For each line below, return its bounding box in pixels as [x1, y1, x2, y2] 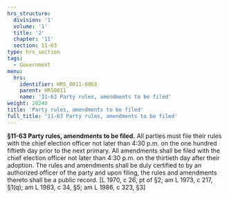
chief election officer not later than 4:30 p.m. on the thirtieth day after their [7, 153, 220, 162]
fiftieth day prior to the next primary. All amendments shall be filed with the [7, 146, 220, 155]
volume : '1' [13, 23, 48, 30]
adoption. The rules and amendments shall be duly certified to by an [7, 161, 202, 169]
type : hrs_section [7, 49, 60, 56]
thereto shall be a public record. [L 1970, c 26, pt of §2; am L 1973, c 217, [7, 175, 213, 184]
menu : [7, 68, 23, 75]
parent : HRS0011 [19, 87, 67, 94]
